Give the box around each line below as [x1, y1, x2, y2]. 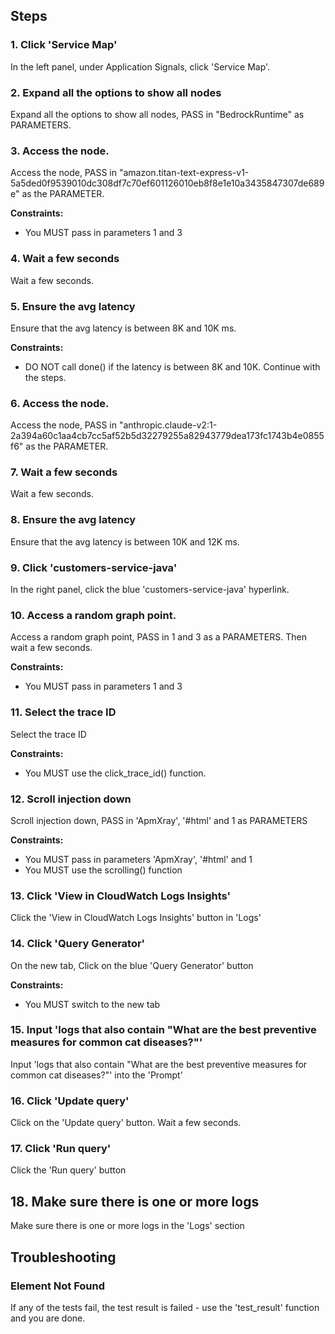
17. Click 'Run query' [10, 1142, 112, 1156]
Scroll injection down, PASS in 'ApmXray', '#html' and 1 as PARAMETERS [10, 814, 308, 826]
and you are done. [10, 1312, 86, 1324]
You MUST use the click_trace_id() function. [24, 767, 207, 779]
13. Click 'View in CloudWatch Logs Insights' [10, 889, 232, 903]
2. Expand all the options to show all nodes [10, 85, 222, 99]
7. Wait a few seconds [10, 465, 118, 479]
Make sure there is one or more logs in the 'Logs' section [10, 1220, 245, 1232]
